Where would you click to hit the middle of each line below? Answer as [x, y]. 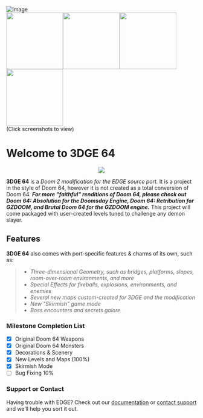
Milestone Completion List [46, 326]
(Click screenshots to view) [40, 129]
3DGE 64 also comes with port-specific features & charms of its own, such [99, 253]
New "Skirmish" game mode [65, 304]
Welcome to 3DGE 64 [61, 153]
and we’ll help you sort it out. [42, 408]
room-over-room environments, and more [82, 278]
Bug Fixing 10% [34, 373]
